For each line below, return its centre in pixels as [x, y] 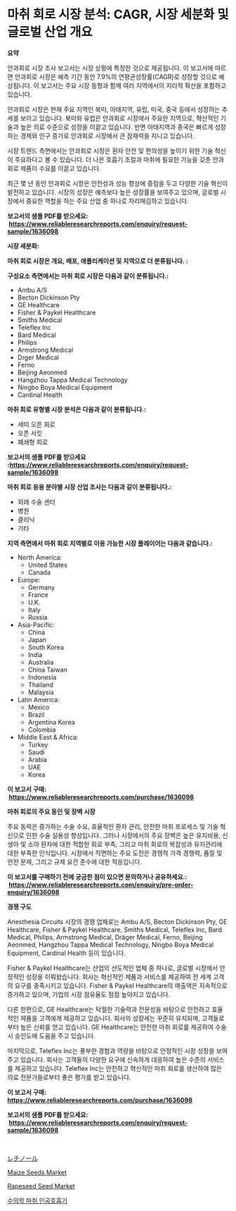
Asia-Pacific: [36, 625]
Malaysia [41, 692]
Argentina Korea [51, 722]
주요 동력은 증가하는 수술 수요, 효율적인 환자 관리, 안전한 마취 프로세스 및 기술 [113, 826]
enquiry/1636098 [33, 892]
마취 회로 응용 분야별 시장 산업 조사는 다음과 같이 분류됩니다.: [90, 486]
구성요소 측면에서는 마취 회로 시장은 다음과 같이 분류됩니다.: [88, 276]
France [38, 595]
